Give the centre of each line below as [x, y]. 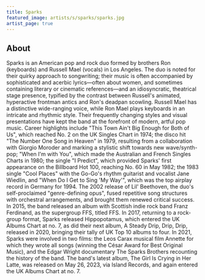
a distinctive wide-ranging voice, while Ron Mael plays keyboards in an [96, 108]
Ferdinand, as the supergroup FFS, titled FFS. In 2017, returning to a [91, 213]
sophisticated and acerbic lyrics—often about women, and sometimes [95, 83]
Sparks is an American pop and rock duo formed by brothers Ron [89, 63]
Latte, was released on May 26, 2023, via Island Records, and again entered [102, 265]
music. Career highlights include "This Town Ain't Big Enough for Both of [98, 128]
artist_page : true [30, 23]
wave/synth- [181, 148]
